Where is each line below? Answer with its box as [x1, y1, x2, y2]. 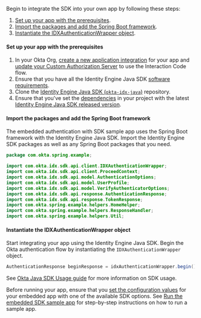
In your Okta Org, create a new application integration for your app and [14, 56, 190, 63]
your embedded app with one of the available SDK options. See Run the [6, 293, 183, 300]
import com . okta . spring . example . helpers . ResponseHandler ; [6, 208, 154, 214]
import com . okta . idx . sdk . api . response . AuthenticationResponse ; [6, 191, 167, 197]
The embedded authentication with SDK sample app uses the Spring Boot [6, 128, 188, 135]
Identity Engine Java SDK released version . [14, 101, 121, 108]
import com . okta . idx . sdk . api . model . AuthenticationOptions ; [6, 174, 157, 180]
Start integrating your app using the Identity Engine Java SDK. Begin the [6, 240, 184, 247]
